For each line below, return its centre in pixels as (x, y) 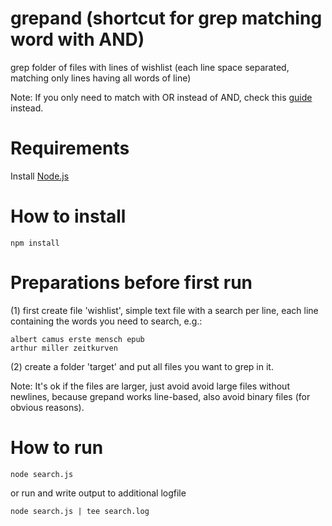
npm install (35, 243)
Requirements (70, 148)
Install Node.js (40, 176)
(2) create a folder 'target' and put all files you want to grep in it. (142, 366)
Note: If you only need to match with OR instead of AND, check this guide (161, 97)
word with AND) (77, 39)
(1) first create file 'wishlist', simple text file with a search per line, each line (164, 310)
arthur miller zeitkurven (64, 348)
